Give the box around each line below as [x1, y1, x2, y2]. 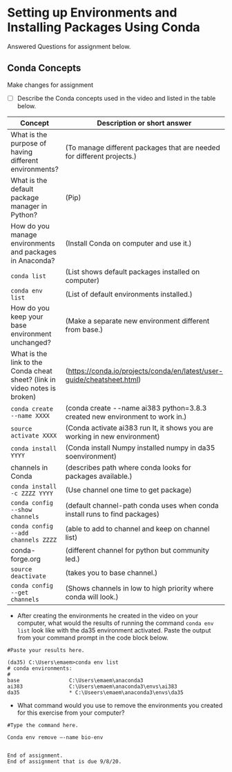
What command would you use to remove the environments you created [17, 701, 223, 709]
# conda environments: [7, 664, 72, 672]
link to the [10, 357, 43, 367]
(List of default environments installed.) [65, 289, 193, 299]
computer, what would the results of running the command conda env [17, 619, 214, 627]
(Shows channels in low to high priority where [65, 583, 214, 593]
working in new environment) [65, 431, 160, 441]
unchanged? [10, 337, 52, 347]
